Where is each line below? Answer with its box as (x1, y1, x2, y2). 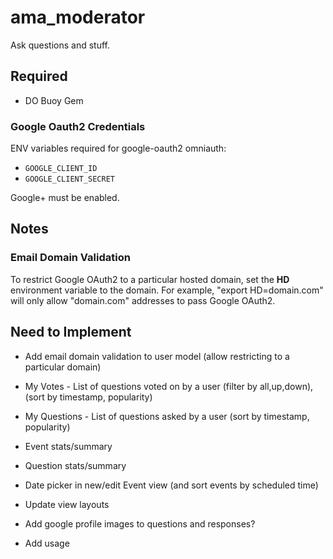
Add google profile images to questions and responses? (24, 517, 256, 530)
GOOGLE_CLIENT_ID (24, 164, 98, 174)
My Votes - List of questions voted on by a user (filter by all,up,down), (24, 380, 314, 392)
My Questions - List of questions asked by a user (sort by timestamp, (24, 410, 310, 422)
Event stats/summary (24, 440, 113, 452)
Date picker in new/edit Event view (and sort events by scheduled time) (24, 479, 319, 491)
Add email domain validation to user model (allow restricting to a (24, 350, 290, 362)
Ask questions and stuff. (10, 39, 110, 51)
